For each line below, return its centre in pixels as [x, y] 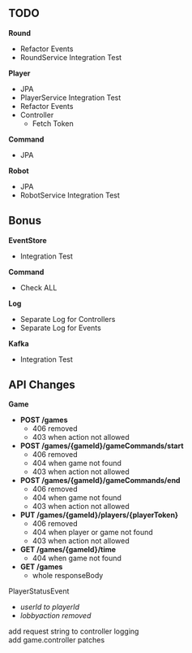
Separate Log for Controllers [68, 319]
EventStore [28, 240]
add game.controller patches [57, 640]
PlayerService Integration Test [70, 98]
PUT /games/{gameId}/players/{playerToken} [99, 515]
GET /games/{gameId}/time [68, 550]
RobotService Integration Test [70, 195]
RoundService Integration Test [71, 57]
